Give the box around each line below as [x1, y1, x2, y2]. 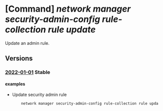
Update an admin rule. [5, 40, 50, 46]
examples [5, 81, 25, 87]
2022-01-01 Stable [5, 69, 51, 76]
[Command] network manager [5, 3, 131, 15]
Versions [5, 55, 33, 63]
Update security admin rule [12, 92, 67, 98]
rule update [48, 24, 96, 35]
